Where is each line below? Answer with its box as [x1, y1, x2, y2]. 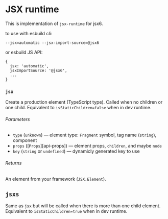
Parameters [5, 116, 30, 122]
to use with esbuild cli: [5, 30, 53, 36]
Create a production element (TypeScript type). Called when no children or [5, 99, 163, 105]
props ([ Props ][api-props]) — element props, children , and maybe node [12, 143, 162, 149]
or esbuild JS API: [5, 49, 43, 55]
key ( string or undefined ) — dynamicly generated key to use [12, 148, 140, 154]
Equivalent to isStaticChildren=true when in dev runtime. [5, 208, 128, 214]
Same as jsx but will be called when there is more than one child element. [5, 203, 161, 209]
